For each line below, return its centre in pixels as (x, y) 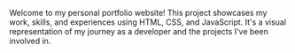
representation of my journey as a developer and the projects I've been (139, 31)
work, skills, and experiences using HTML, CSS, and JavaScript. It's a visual (147, 22)
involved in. (30, 41)
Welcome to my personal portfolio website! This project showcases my (138, 13)
